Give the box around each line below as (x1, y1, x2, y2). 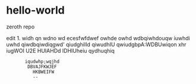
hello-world (6, 4, 65, 17)
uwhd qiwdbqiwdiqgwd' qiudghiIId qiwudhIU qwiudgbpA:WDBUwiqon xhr (6, 41, 186, 48)
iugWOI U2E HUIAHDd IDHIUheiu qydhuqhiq (6, 47, 115, 54)
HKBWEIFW (32, 69, 55, 75)
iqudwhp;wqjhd (24, 59, 60, 64)
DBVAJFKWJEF (27, 63, 58, 70)
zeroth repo (6, 23, 35, 30)
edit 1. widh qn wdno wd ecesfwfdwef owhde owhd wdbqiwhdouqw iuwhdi (6, 34, 190, 41)
